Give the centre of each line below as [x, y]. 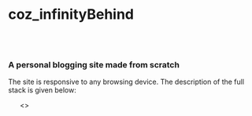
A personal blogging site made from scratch [94, 64]
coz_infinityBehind [71, 14]
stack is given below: [42, 90]
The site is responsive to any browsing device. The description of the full [126, 82]
